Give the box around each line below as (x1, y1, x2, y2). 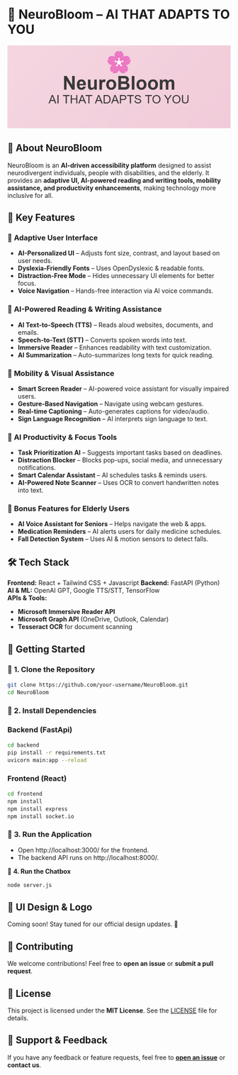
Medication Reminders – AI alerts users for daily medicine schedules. (17, 528, 222, 536)
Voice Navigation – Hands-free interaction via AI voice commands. (17, 286, 214, 295)
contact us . (7, 1060, 42, 1069)
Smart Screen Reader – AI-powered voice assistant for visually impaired (17, 384, 229, 393)
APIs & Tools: (7, 594, 47, 602)
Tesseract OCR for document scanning (17, 623, 133, 631)
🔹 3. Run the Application (7, 830, 92, 840)
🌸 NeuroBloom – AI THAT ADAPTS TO (7, 6, 230, 23)
